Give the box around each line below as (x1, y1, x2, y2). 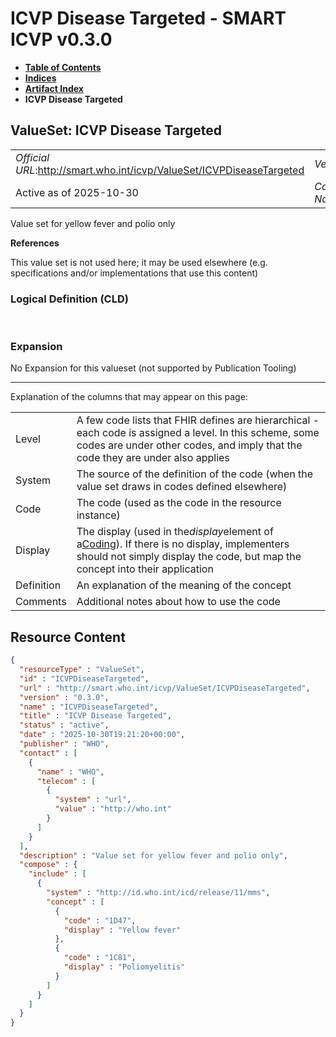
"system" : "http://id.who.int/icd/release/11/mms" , (46, 888, 271, 898)
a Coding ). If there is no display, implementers (76, 537, 290, 551)
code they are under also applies (76, 451, 230, 465)
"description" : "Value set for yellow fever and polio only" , (19, 850, 288, 861)
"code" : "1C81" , (63, 953, 137, 963)
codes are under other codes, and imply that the (76, 438, 303, 452)
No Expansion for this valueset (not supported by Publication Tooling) (10, 362, 297, 374)
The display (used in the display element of (76, 525, 274, 539)
